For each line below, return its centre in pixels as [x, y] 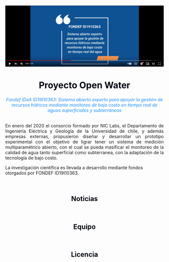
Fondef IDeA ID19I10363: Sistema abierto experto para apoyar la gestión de [84, 99]
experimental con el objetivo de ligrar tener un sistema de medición [84, 142]
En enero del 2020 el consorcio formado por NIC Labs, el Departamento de [84, 126]
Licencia [84, 255]
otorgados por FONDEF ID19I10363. [42, 173]
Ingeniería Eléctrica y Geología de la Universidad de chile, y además [84, 131]
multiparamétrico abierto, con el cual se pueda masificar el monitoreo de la [84, 147]
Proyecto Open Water [84, 85]
